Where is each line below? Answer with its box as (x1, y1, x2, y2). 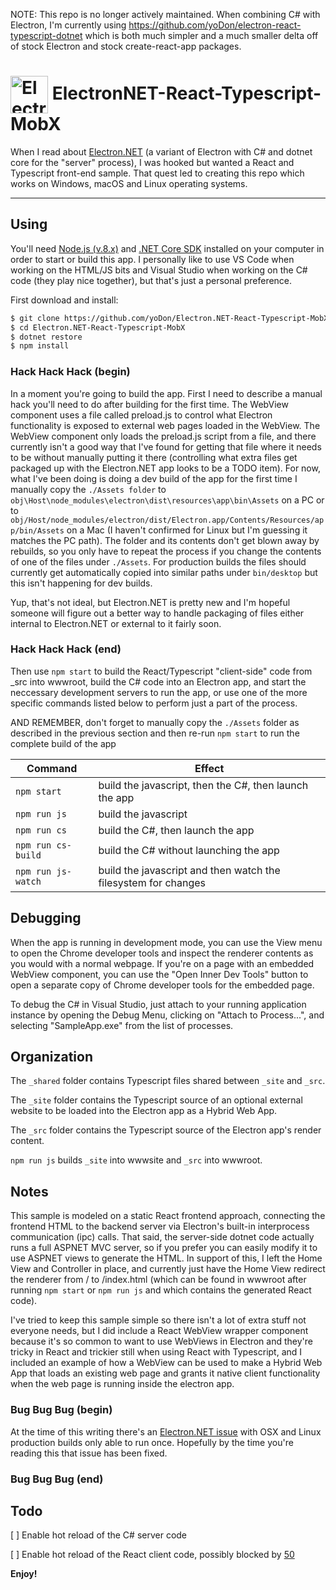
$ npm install (10, 341, 70, 351)
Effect (194, 761, 225, 775)
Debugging (10, 910, 82, 927)
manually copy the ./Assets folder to (10, 483, 167, 495)
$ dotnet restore (10, 332, 83, 342)
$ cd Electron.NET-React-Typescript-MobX (10, 322, 186, 333)
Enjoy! (10, 1568, 38, 1580)
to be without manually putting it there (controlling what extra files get (10, 451, 298, 463)
